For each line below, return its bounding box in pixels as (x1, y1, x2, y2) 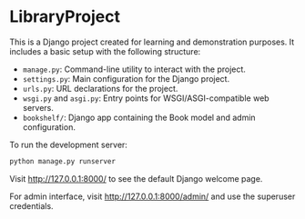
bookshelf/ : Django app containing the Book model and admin (22, 112, 257, 123)
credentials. (9, 200, 54, 211)
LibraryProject (9, 6, 121, 27)
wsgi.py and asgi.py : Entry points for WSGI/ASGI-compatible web (22, 93, 270, 104)
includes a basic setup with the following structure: (9, 45, 201, 56)
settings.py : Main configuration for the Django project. (22, 73, 230, 84)
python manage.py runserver (9, 156, 117, 165)
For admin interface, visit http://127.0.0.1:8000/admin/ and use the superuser (9, 191, 296, 202)
